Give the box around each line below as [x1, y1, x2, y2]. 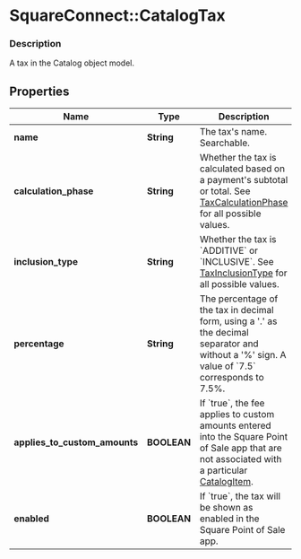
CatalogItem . [199, 476, 254, 488]
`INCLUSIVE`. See [199, 256, 274, 268]
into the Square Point [199, 431, 288, 443]
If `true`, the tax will [199, 490, 280, 502]
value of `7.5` [199, 360, 256, 372]
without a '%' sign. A [199, 349, 287, 362]
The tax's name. [199, 126, 267, 138]
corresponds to [199, 371, 264, 384]
